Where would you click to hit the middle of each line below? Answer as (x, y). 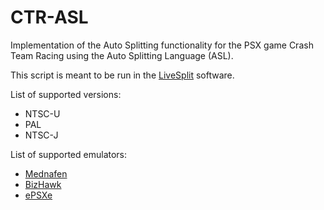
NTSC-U (42, 113)
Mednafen (46, 173)
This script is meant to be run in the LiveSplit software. (122, 75)
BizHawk (43, 184)
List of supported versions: (66, 94)
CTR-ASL (49, 17)
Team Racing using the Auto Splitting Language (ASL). (122, 55)
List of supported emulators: (69, 154)
